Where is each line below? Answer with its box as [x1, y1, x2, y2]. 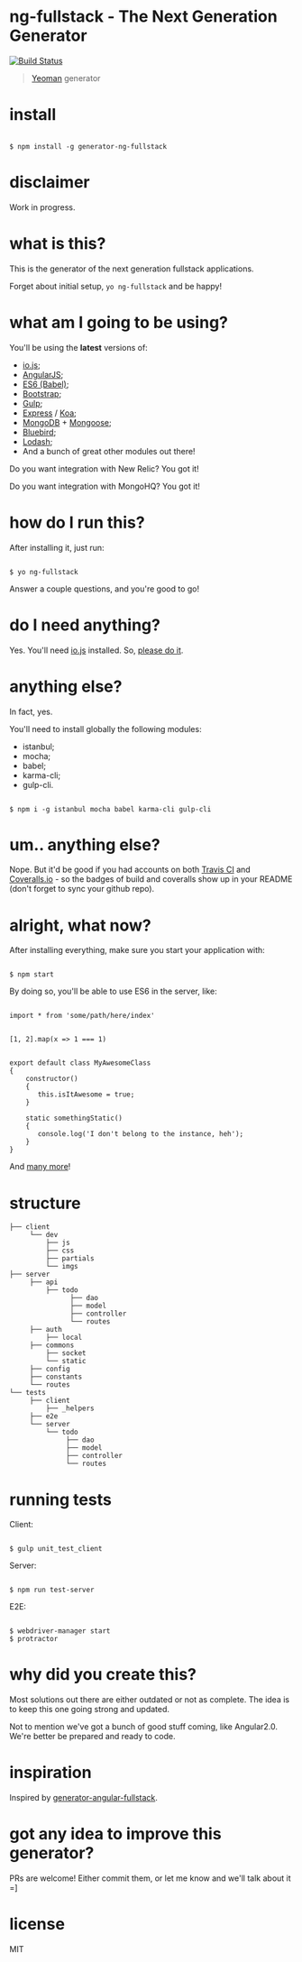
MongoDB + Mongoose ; [22, 417, 112, 427]
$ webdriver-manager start [9, 1627, 111, 1636]
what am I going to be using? [9, 312, 228, 333]
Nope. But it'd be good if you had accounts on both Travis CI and [9, 864, 251, 876]
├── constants [29, 1372, 83, 1381]
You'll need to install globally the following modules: [9, 723, 202, 734]
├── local [45, 1333, 83, 1343]
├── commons [29, 1341, 75, 1350]
